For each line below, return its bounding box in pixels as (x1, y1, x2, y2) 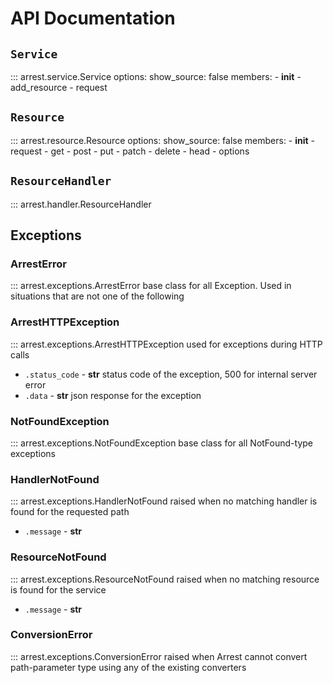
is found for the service (10, 583, 107, 596)
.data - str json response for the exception (24, 389, 202, 401)
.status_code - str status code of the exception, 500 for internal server (24, 368, 318, 380)
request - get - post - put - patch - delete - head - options (10, 145, 250, 157)
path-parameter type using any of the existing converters (10, 661, 247, 673)
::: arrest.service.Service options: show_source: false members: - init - (10, 71, 302, 82)
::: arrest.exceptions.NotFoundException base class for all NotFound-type (10, 437, 313, 449)
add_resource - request (10, 82, 108, 93)
